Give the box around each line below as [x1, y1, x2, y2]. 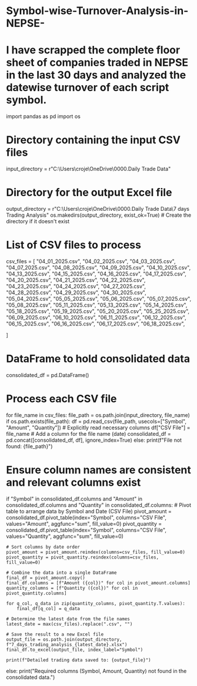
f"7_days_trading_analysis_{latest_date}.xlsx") [6, 641, 128, 647]
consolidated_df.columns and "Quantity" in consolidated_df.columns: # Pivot [6, 501, 192, 509]
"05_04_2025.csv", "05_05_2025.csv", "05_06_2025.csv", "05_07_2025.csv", [6, 295, 192, 302]
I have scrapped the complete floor [6, 43, 181, 57]
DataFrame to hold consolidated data [6, 352, 190, 365]
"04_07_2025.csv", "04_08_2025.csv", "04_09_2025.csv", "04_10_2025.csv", [6, 264, 191, 271]
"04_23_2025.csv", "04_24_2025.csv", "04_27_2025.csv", [6, 283, 146, 290]
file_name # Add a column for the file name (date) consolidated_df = [6, 430, 172, 437]
